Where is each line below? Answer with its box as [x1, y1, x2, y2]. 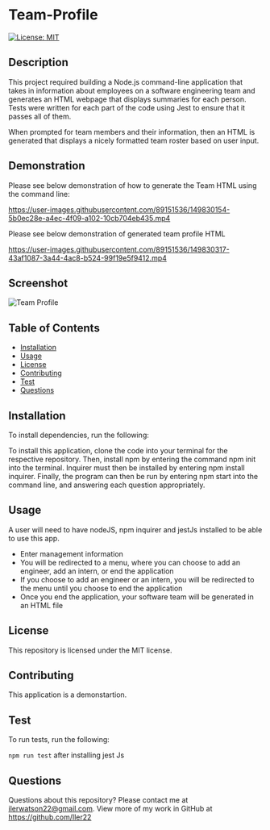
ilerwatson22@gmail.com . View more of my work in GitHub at [8, 804, 213, 814]
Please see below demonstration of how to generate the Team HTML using [8, 180, 257, 190]
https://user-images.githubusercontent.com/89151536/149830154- [8, 204, 231, 215]
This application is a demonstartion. [8, 690, 127, 699]
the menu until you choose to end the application [19, 583, 183, 593]
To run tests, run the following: [8, 735, 110, 744]
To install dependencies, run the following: [8, 430, 149, 440]
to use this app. [8, 533, 60, 543]
